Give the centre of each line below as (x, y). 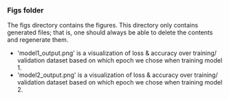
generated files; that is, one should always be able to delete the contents (110, 32)
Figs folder (25, 10)
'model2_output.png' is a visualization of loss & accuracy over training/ (117, 75)
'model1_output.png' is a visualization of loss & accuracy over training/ (117, 53)
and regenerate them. (38, 40)
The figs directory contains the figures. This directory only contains (102, 25)
